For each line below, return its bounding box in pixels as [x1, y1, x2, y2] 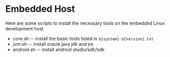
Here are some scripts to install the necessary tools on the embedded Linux [5, 20, 165, 26]
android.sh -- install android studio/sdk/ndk [12, 46, 105, 52]
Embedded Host [5, 3, 75, 15]
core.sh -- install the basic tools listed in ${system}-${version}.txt [12, 35, 154, 42]
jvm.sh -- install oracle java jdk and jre [12, 41, 94, 47]
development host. [5, 25, 45, 31]
